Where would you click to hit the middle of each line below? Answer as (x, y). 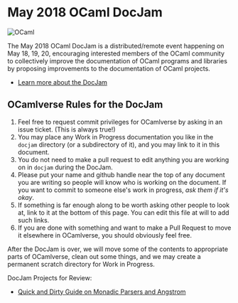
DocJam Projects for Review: (50, 277)
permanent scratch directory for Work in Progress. (81, 264)
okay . (26, 197)
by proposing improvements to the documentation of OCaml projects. (109, 68)
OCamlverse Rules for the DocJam (85, 105)
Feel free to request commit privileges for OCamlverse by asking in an (120, 122)
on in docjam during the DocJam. (65, 167)
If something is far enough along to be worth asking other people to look (123, 205)
